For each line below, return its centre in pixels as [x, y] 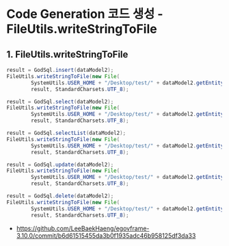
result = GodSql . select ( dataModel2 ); [60, 101]
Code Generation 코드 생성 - [85, 14]
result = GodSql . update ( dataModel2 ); [60, 164]
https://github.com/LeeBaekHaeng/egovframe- [83, 228]
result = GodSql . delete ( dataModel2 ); [60, 196]
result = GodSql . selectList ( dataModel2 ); [66, 133]
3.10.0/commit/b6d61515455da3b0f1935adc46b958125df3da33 [106, 235]
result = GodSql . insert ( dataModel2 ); [60, 70]
